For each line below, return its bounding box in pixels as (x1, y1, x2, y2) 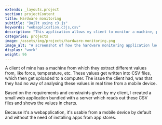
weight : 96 (5, 52, 27, 57)
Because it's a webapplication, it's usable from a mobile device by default (5, 110, 151, 115)
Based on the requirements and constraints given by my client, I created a (5, 90, 152, 96)
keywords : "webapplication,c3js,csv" (5, 25, 81, 30)
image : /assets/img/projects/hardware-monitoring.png (5, 39, 116, 43)
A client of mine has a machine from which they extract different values (5, 65, 147, 71)
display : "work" (5, 47, 38, 52)
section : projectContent (5, 12, 55, 16)
